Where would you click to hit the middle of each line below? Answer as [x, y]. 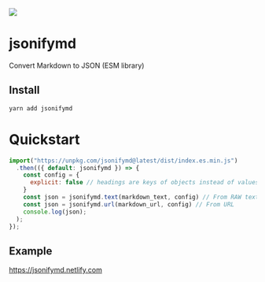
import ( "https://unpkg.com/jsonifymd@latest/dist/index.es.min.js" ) [123, 161]
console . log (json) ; [55, 212]
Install [24, 90]
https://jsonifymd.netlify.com [56, 270]
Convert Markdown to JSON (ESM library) [77, 65]
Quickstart [45, 139]
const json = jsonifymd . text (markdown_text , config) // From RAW [132, 197]
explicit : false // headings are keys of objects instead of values [144, 183]
